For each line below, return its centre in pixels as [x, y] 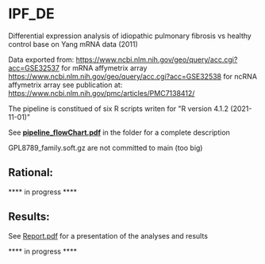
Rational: [31, 172]
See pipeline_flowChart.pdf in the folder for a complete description [119, 132]
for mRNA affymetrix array [104, 67]
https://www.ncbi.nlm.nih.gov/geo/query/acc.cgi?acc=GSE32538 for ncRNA [133, 76]
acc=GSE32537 [34, 67]
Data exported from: [41, 59]
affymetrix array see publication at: [65, 85]
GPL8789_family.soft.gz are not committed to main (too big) [106, 147]
